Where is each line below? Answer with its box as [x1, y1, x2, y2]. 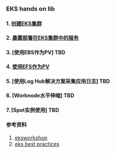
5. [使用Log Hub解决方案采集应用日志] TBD [6, 78, 110, 85]
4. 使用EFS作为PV [6, 63, 50, 70]
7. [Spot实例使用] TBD [6, 107, 60, 114]
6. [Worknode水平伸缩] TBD [6, 92, 74, 99]
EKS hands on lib [6, 5, 55, 13]
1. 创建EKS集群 [6, 20, 42, 27]
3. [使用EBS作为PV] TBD [6, 48, 66, 55]
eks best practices [14, 141, 60, 148]
